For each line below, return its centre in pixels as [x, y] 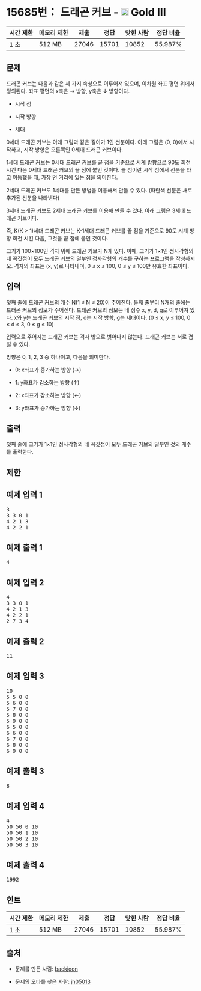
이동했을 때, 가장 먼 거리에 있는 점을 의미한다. [65, 177]
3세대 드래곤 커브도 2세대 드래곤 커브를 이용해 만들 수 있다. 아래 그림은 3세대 [96, 210]
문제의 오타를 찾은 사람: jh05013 [53, 981]
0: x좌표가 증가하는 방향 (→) [48, 370]
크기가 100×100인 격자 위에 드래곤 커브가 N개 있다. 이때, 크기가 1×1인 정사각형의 [100, 251]
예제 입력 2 [25, 583]
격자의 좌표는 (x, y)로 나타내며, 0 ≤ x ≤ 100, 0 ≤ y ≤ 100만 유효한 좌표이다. [102, 266]
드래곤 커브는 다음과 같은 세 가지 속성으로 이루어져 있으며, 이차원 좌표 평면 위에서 [100, 83]
